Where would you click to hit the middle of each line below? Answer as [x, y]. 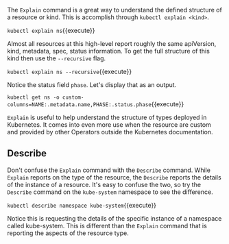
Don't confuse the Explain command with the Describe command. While [109, 170]
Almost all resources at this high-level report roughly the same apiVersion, [112, 44]
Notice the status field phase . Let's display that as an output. [92, 85]
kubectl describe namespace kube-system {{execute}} [82, 205]
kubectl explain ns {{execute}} [51, 30]
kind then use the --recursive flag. [57, 58]
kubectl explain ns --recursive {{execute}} [70, 72]
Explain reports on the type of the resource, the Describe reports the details [114, 177]
